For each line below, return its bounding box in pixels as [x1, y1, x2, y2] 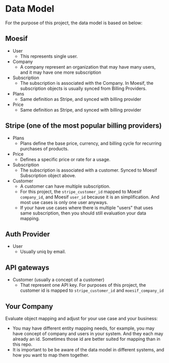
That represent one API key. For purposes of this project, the [20, 282, 146, 288]
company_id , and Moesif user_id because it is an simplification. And [20, 194, 160, 200]
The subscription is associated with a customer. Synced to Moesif [20, 167, 157, 173]
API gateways [5, 263, 49, 272]
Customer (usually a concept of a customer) [12, 277, 105, 283]
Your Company [5, 302, 53, 310]
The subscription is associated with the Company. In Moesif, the [20, 80, 154, 86]
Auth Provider [5, 230, 50, 238]
